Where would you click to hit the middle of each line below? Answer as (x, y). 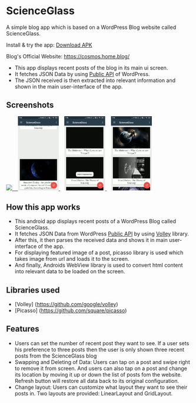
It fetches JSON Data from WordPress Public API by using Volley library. (102, 234)
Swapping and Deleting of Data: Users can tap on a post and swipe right (102, 362)
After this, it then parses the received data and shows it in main (91, 240)
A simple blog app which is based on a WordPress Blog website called (91, 27)
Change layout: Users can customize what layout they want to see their (101, 387)
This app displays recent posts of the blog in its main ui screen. (91, 68)
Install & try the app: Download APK (49, 45)
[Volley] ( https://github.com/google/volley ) (67, 304)
